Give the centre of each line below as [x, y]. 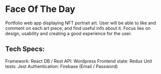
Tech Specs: [25, 49]
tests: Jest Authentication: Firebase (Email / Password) [61, 66]
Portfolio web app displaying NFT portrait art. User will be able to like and [80, 23]
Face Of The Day [40, 9]
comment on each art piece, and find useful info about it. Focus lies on [78, 28]
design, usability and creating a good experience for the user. [68, 33]
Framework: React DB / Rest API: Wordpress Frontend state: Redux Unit [79, 61]
